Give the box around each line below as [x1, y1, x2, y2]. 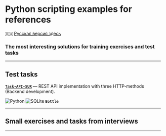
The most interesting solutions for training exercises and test [5, 43, 155, 50]
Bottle [45, 99, 59, 104]
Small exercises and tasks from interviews [5, 117, 138, 126]
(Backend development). [5, 88, 55, 95]
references [5, 14, 51, 25]
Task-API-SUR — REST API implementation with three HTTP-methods [5, 83, 144, 89]
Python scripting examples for [5, 3, 132, 15]
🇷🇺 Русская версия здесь [5, 30, 61, 36]
